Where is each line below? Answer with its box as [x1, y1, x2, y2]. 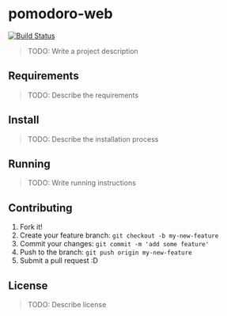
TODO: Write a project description [27, 46, 138, 55]
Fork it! [19, 223, 44, 232]
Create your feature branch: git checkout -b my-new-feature [19, 230, 219, 240]
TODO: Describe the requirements [27, 90, 139, 100]
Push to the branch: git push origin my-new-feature [19, 247, 192, 257]
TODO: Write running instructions [27, 178, 137, 188]
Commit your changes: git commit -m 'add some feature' [19, 239, 210, 249]
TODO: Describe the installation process [27, 134, 159, 143]
